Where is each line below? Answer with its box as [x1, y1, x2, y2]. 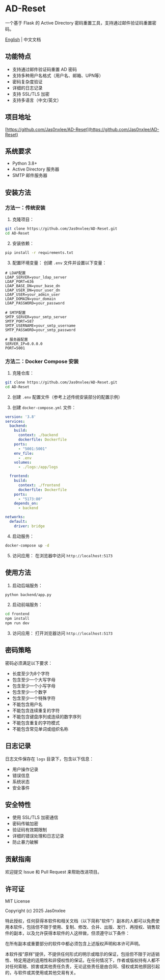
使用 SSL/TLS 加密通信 [12, 814, 58, 820]
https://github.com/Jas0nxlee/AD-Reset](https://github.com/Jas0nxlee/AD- [6, 126, 160, 132]
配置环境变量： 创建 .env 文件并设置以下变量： [12, 260, 107, 266]
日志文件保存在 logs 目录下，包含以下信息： [5, 756, 94, 762]
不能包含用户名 [12, 701, 43, 707]
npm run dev [5, 621, 29, 626]
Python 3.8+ [12, 161, 38, 167]
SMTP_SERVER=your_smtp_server [5, 314, 67, 319]
